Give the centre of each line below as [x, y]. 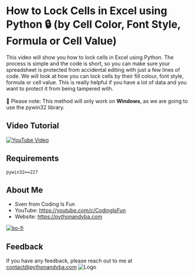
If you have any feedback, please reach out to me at [69, 261]
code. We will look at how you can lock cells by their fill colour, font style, [95, 76]
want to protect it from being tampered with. [60, 88]
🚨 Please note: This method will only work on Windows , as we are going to [97, 101]
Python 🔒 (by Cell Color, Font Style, [93, 24]
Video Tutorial [33, 126]
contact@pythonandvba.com [42, 267]
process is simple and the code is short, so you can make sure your [88, 64]
